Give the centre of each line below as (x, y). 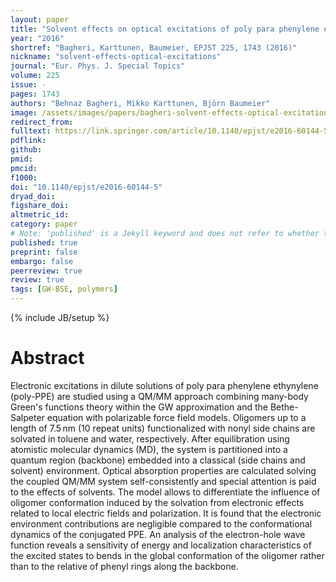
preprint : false (44, 252)
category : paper (44, 224)
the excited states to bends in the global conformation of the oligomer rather (167, 555)
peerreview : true (46, 271)
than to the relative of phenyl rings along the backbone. (124, 566)
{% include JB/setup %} (60, 317)
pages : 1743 (35, 94)
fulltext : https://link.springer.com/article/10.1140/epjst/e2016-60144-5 (169, 131)
